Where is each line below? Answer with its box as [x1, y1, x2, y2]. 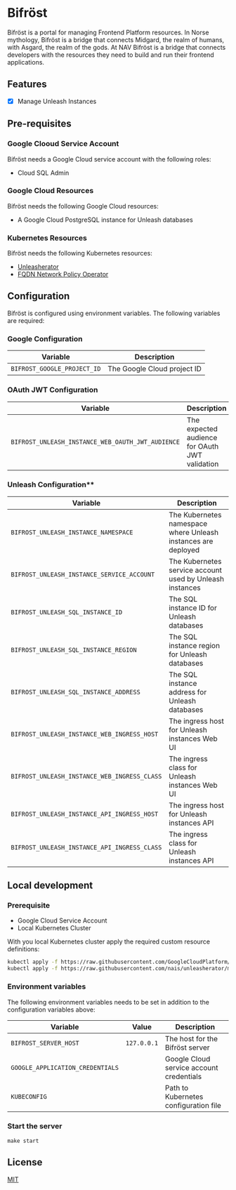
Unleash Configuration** [7, 480, 95, 489]
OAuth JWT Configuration [7, 385, 98, 395]
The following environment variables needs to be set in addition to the [7, 998, 209, 1006]
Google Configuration [7, 333, 83, 343]
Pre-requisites [7, 118, 72, 130]
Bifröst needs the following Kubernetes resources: [7, 249, 152, 258]
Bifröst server [164, 1043, 210, 1052]
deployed [168, 545, 200, 555]
